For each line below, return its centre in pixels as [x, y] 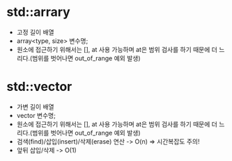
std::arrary [38, 12]
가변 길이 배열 [35, 107]
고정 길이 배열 [35, 32]
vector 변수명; [36, 115]
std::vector [39, 87]
